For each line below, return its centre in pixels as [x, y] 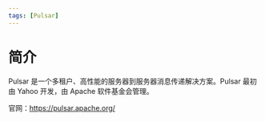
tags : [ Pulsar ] [34, 16]
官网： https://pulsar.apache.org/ [62, 107]
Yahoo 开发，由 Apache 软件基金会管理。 [85, 91]
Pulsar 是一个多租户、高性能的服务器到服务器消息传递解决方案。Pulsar [125, 81]
